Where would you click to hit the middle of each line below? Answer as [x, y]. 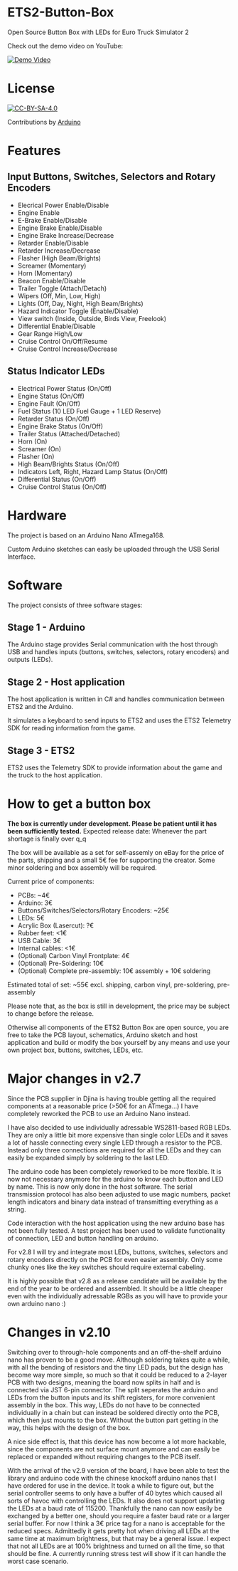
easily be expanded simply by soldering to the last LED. [88, 1157]
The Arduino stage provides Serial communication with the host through [113, 644]
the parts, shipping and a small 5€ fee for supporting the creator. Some [111, 860]
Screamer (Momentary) [52, 266]
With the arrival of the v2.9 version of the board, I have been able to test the [118, 1470]
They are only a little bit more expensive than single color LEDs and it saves [118, 1135]
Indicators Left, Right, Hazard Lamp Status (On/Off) [93, 471]
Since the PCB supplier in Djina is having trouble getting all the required [112, 1098]
